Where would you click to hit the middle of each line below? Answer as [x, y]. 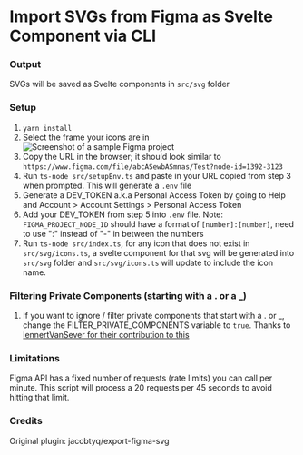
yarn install [47, 128]
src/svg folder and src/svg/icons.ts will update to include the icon [148, 262]
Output [25, 64]
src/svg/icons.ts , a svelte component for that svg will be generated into [158, 252]
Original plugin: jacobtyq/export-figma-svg [89, 440]
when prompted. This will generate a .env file [107, 185]
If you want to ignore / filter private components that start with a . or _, [153, 316]
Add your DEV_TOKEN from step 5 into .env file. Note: [123, 214]
